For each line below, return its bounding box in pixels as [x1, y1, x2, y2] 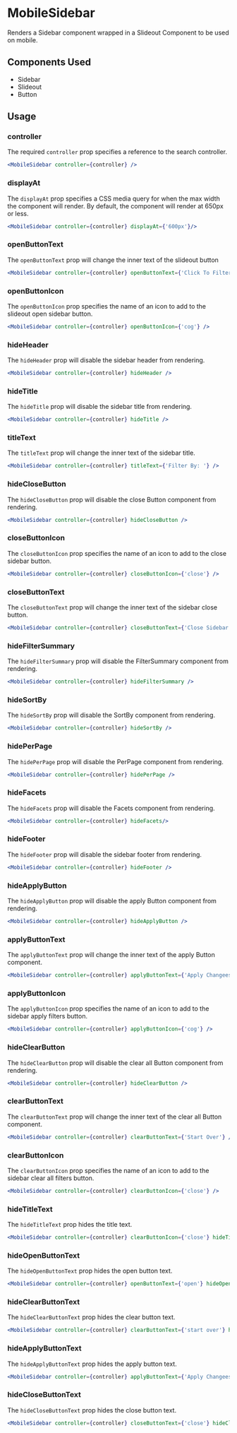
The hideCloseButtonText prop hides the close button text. [7, 1405, 177, 1414]
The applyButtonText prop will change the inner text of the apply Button [7, 951, 215, 959]
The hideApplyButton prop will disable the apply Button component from [7, 897, 217, 905]
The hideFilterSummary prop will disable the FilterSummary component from [7, 657, 229, 665]
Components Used [7, 57, 92, 69]
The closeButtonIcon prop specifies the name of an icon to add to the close [7, 549, 227, 557]
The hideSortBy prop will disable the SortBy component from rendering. [7, 711, 216, 720]
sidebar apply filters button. [7, 1012, 88, 1021]
